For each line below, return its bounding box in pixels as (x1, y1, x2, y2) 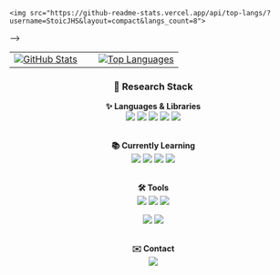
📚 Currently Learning (110, 140, 196, 151)
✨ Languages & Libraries (105, 101, 202, 112)
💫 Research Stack (113, 80, 193, 93)
